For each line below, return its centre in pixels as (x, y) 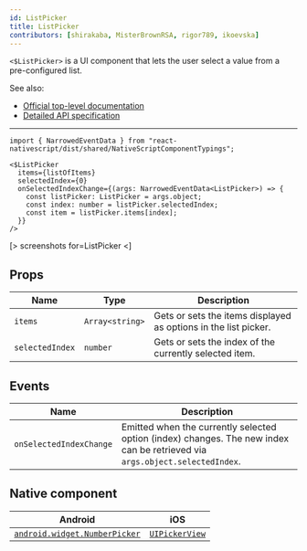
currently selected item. (205, 354)
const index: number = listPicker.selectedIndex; (122, 205)
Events (30, 386)
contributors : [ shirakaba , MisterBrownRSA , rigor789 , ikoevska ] (134, 35)
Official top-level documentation (83, 106)
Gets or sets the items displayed (223, 316)
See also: (27, 89)
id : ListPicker (38, 18)
